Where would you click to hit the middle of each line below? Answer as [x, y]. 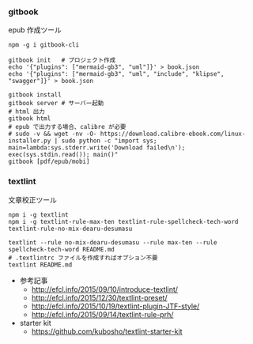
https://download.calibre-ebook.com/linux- [173, 134]
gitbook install [35, 95]
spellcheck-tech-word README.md [61, 249]
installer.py [30, 141]
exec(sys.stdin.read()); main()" [63, 155]
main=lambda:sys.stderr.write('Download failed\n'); [97, 148]
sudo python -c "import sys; [109, 141]
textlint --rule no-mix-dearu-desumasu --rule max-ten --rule [113, 242]
